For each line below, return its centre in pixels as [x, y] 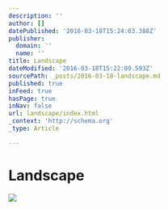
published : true [36, 83]
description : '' [36, 16]
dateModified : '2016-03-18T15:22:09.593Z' [81, 69]
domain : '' [34, 46]
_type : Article [34, 128]
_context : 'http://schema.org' [61, 121]
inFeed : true [30, 91]
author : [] [27, 23]
